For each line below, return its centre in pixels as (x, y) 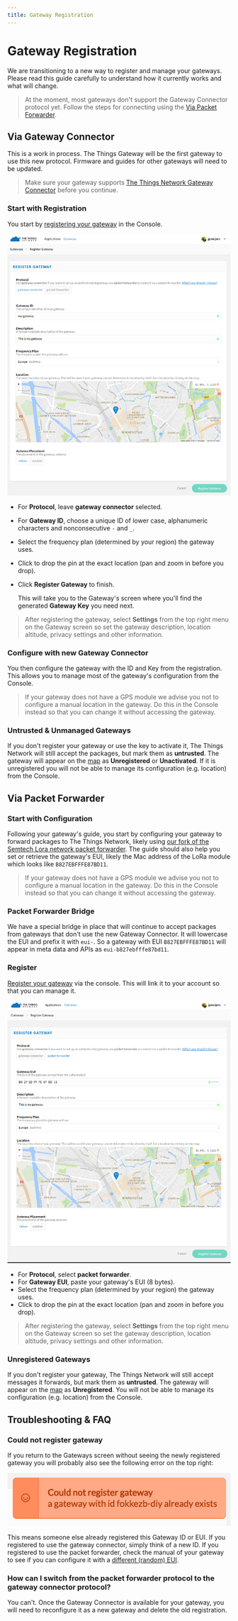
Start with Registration (47, 208)
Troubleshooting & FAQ (59, 1419)
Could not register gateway (55, 1439)
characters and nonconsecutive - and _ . (76, 528)
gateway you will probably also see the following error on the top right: (110, 1463)
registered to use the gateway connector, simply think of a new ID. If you (113, 1545)
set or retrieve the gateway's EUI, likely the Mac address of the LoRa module (119, 857)
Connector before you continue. (71, 190)
